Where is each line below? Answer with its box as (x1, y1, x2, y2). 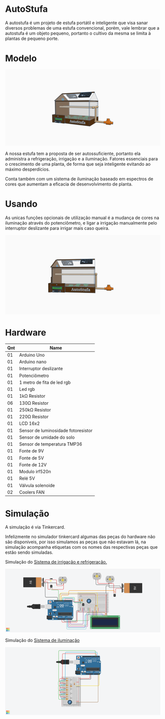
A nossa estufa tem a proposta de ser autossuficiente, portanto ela (5, 151, 141, 156)
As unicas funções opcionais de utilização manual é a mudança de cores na (5, 215, 159, 221)
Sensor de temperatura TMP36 (19, 441, 82, 447)
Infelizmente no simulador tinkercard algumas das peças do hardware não (5, 534, 156, 540)
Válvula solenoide (19, 482, 55, 488)
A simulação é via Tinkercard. (5, 524, 66, 530)
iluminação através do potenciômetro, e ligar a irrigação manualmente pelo (5, 220, 158, 226)
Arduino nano (19, 359, 47, 365)
